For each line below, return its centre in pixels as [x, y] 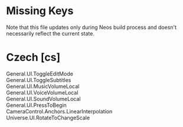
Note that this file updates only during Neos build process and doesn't [91, 27]
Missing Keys [40, 11]
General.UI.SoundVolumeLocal [43, 99]
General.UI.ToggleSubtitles [39, 80]
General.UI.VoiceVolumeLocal [42, 92]
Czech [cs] [33, 58]
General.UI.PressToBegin [36, 105]
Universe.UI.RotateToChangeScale [48, 118]
